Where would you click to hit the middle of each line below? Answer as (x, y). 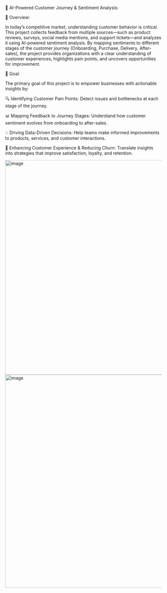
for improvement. (23, 64)
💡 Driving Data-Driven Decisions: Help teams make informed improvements (83, 133)
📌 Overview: (18, 17)
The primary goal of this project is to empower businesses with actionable (81, 83)
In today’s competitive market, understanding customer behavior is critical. (82, 27)
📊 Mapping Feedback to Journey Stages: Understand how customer (76, 116)
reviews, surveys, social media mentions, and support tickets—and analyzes (83, 38)
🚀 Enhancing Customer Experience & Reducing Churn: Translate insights (79, 148)
